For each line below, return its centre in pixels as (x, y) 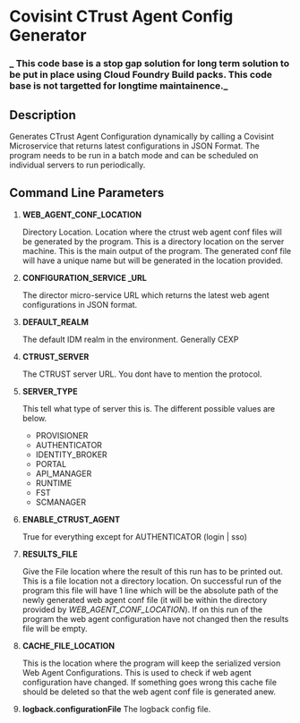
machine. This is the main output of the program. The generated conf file (157, 251)
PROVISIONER (62, 435)
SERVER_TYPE (50, 391)
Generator (48, 35)
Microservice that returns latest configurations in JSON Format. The (134, 146)
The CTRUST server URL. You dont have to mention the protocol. (142, 374)
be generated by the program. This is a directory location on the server (153, 241)
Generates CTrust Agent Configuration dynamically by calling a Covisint (142, 136)
